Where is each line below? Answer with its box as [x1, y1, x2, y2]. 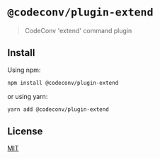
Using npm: [7, 66, 41, 74]
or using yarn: [7, 92, 48, 100]
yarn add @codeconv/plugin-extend [7, 105, 110, 113]
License [7, 125, 43, 137]
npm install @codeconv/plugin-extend [7, 79, 119, 86]
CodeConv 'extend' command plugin [24, 26, 132, 35]
